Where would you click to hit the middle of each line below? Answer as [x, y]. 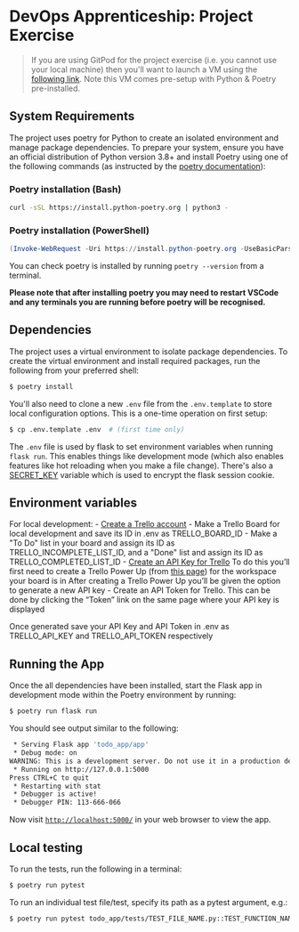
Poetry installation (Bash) [65, 189]
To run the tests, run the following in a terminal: [96, 869]
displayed [27, 609]
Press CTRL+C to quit [49, 778]
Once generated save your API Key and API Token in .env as [119, 627]
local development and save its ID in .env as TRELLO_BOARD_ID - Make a [143, 534]
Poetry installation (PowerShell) [79, 231]
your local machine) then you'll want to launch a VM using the [144, 69]
